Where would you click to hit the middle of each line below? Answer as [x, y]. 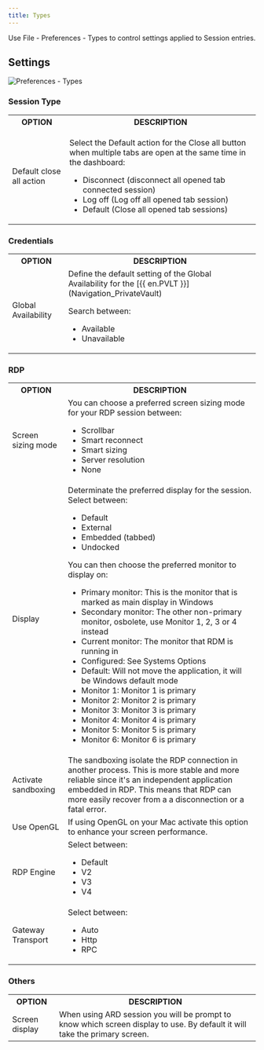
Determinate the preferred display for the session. [159, 490]
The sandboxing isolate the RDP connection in [153, 760]
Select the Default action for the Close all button [158, 142]
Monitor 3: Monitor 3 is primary [139, 710]
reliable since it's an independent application [150, 780]
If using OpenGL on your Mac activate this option [158, 822]
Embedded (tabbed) [119, 537]
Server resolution [113, 460]
